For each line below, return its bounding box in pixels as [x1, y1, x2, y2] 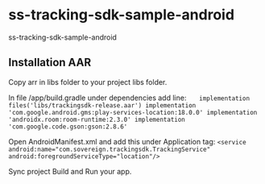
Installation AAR [8, 56, 92, 69]
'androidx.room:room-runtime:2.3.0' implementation [8, 115, 185, 123]
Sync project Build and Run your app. [8, 166, 132, 176]
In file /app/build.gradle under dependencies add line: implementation [8, 93, 251, 102]
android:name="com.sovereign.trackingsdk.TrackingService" [8, 145, 211, 153]
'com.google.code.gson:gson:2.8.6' [8, 123, 128, 131]
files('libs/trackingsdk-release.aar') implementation [8, 101, 197, 110]
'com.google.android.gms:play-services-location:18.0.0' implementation [8, 108, 258, 116]
